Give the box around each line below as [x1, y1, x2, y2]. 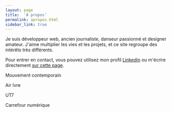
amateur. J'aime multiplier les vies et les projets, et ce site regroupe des [5, 42, 158, 48]
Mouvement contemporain [5, 72, 62, 79]
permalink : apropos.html [5, 17, 59, 22]
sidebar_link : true [5, 22, 47, 27]
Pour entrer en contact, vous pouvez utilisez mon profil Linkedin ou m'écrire [5, 57, 166, 63]
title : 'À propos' [5, 12, 47, 17]
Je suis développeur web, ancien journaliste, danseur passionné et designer [5, 36, 167, 42]
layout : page [5, 7, 33, 13]
